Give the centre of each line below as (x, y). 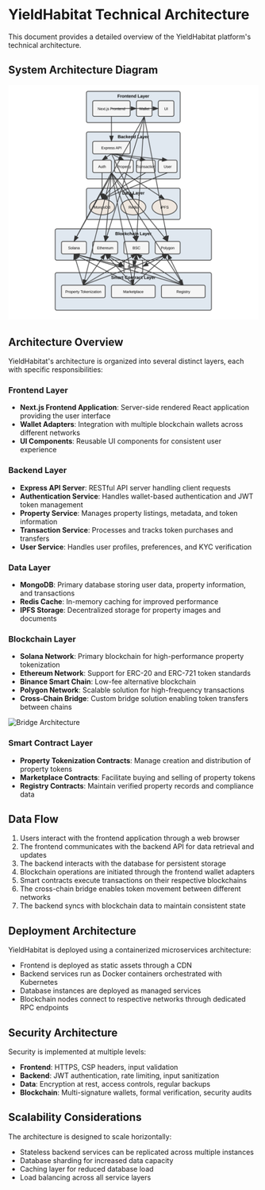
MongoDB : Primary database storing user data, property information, (132, 584)
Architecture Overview (66, 342)
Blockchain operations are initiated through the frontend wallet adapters (137, 872)
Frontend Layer (38, 390)
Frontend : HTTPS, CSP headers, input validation (99, 1067)
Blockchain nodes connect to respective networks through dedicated (132, 999)
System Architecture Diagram (83, 70)
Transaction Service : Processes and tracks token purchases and (126, 529)
